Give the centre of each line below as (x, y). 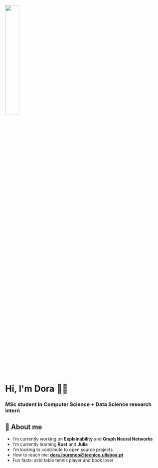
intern (13, 411)
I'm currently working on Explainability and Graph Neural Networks (82, 439)
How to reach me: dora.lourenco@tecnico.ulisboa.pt (68, 454)
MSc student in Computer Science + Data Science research (79, 404)
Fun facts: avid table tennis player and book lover (63, 460)
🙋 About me (24, 427)
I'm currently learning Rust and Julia (50, 444)
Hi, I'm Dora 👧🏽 (37, 389)
